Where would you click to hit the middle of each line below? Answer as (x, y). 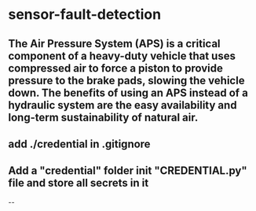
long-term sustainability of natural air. (103, 117)
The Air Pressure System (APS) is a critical (115, 44)
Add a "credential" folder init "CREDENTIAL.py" (128, 171)
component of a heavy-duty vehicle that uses (122, 56)
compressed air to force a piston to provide (116, 68)
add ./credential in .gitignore (79, 144)
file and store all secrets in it (79, 183)
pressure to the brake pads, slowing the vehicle (126, 80)
